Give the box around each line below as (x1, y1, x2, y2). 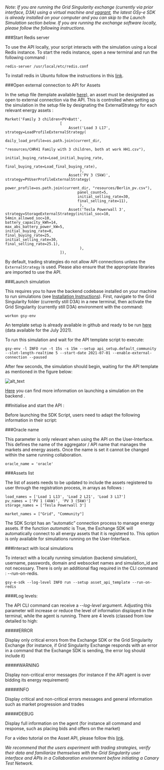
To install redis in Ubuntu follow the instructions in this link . (5, 73, 124, 78)
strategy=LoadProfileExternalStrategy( (5, 130, 87, 135)
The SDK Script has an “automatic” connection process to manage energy (5, 520, 155, 526)
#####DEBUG (5, 711, 34, 716)
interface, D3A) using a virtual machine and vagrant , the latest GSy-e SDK (5, 9, 156, 15)
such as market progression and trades (5, 701, 84, 707)
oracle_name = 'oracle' (5, 461, 54, 466)
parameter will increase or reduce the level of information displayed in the (5, 608, 154, 613)
